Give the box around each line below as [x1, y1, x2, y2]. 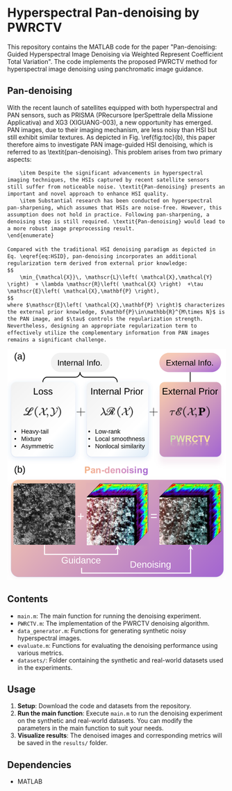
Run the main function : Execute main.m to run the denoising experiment [17, 709, 223, 717]
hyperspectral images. [17, 634, 82, 642]
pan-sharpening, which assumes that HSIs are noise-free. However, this [7, 204, 222, 211]
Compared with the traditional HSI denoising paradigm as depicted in [7, 245, 216, 253]
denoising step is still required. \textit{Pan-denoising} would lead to [7, 218, 226, 225]
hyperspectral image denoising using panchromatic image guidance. [7, 65, 204, 73]
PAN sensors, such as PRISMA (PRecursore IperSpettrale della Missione [7, 111, 213, 119]
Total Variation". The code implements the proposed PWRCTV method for [7, 57, 217, 65]
